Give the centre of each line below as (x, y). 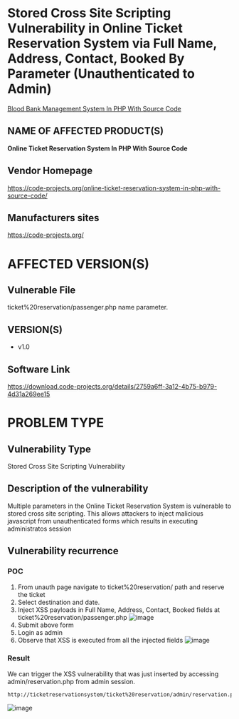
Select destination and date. (59, 602)
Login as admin (40, 632)
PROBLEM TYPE (56, 423)
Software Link (39, 369)
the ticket (31, 594)
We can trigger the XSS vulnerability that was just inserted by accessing (113, 674)
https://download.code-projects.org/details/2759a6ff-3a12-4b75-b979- (112, 386)
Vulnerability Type (49, 449)
